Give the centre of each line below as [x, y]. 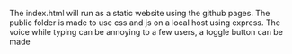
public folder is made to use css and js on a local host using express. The [145, 22]
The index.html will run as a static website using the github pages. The [140, 13]
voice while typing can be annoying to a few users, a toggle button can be [146, 32]
